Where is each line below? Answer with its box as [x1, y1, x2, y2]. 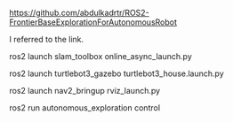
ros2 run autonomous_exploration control [9, 103, 161, 113]
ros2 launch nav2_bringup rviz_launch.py [9, 86, 161, 95]
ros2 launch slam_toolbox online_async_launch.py [9, 51, 193, 61]
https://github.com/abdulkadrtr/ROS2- [9, 8, 149, 18]
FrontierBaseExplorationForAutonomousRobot [9, 17, 178, 27]
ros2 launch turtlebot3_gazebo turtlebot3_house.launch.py [9, 68, 224, 79]
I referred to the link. [9, 34, 84, 44]
